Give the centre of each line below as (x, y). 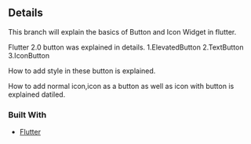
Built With (27, 115)
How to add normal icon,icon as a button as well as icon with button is (121, 86)
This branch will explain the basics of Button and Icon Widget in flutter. (122, 31)
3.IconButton (29, 55)
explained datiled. (37, 94)
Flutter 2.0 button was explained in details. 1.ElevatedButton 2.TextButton (126, 47)
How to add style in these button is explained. (82, 71)
